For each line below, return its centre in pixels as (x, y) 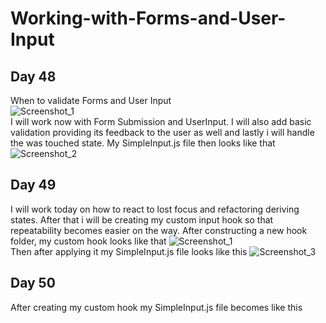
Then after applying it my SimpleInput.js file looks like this (129, 251)
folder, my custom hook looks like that (88, 241)
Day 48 (33, 76)
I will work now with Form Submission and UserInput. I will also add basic (161, 121)
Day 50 (33, 283)
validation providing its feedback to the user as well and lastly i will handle (162, 132)
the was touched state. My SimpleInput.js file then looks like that (143, 143)
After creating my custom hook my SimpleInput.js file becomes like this (156, 307)
